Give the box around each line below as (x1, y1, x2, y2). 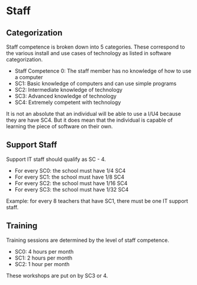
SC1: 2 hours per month (14, 254, 73, 261)
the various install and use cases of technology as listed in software (6, 50, 172, 57)
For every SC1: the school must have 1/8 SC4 (14, 173, 125, 180)
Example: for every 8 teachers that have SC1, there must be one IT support (6, 197, 188, 205)
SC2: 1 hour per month (14, 260, 70, 267)
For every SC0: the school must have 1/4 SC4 (14, 167, 126, 174)
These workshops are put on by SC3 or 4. (6, 272, 108, 279)
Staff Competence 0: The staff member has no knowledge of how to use (14, 67, 192, 75)
